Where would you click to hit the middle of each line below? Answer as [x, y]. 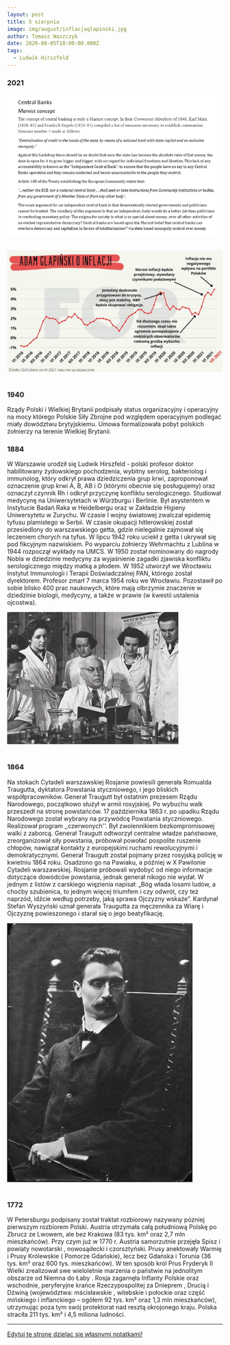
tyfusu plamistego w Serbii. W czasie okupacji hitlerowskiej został [100, 522]
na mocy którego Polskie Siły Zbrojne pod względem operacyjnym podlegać [114, 417]
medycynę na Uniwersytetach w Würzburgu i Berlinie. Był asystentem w [109, 500]
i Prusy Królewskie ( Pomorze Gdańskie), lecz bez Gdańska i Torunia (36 [109, 1256]
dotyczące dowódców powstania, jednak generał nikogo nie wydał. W [105, 877]
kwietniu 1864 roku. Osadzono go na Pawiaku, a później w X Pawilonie [106, 862]
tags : [15, 51]
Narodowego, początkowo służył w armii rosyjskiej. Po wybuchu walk [105, 804]
